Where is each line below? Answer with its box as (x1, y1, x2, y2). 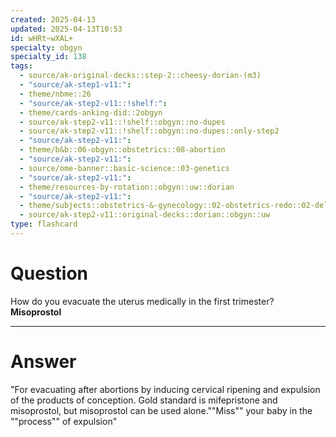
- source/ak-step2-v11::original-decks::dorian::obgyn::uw (19, 210, 271, 220)
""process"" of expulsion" (10, 415, 118, 427)
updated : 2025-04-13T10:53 (10, 24, 123, 34)
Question (10, 262, 88, 285)
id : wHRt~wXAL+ (10, 33, 74, 43)
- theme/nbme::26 (19, 89, 92, 99)
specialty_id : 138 (10, 52, 87, 62)
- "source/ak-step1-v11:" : (19, 80, 132, 90)
